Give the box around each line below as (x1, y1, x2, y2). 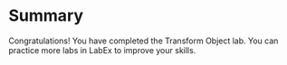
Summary (8, 5, 83, 26)
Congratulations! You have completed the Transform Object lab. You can (8, 35, 279, 46)
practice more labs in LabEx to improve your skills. (8, 44, 196, 55)
